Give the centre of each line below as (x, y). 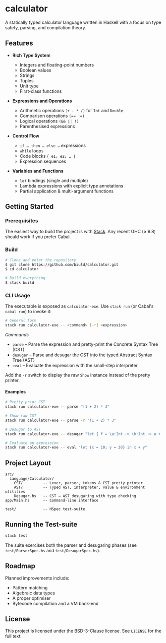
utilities (15, 492)
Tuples (27, 80)
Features (19, 43)
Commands (17, 335)
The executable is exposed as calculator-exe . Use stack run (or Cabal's (79, 306)
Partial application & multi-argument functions (67, 191)
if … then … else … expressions (53, 145)
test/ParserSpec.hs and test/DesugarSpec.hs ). (53, 550)
